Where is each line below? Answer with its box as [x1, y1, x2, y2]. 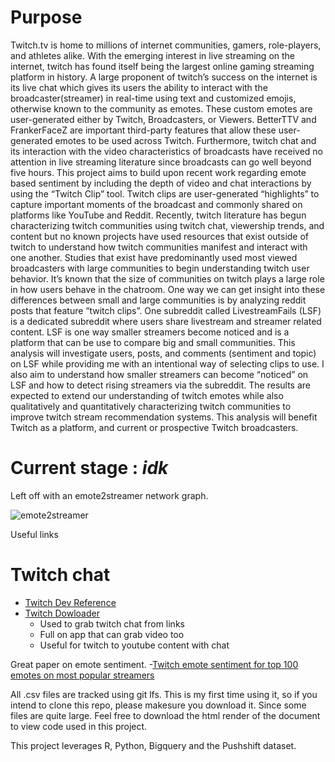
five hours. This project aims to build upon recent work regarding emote [10, 166, 307, 178]
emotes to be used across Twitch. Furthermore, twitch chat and [54, 134, 317, 146]
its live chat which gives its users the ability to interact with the [10, 81, 268, 93]
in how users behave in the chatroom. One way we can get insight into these [10, 283, 326, 295]
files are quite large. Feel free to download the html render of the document [10, 709, 321, 721]
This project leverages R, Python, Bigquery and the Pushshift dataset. [10, 739, 297, 751]
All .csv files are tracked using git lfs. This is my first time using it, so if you [10, 688, 318, 700]
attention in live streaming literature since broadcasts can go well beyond [10, 156, 312, 168]
